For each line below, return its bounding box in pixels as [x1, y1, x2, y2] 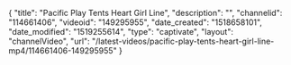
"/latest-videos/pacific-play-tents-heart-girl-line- [92, 36, 275, 46]
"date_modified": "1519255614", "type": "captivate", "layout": [8, 27, 233, 37]
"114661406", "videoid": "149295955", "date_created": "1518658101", [8, 17, 263, 28]
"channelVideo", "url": [8, 36, 91, 46]
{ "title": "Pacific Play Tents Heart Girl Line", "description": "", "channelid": [8, 8, 283, 18]
